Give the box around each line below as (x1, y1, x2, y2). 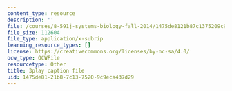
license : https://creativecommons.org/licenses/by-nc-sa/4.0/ (7, 49, 190, 55)
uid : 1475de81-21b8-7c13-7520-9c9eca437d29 (7, 73, 135, 81)
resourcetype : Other (7, 61, 67, 68)
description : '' (7, 16, 54, 23)
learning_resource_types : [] (7, 42, 91, 49)
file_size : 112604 (7, 29, 60, 36)
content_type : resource (7, 10, 76, 17)
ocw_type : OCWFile (7, 55, 60, 62)
